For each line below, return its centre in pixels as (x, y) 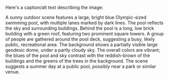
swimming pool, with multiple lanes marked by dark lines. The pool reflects (85, 23)
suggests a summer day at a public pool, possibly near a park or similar (81, 66)
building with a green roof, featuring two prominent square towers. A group (85, 34)
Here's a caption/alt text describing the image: (54, 7)
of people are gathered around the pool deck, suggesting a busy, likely (80, 39)
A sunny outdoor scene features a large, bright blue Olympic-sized (76, 17)
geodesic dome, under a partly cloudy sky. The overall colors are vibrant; (83, 50)
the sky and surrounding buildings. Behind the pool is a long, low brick (80, 28)
